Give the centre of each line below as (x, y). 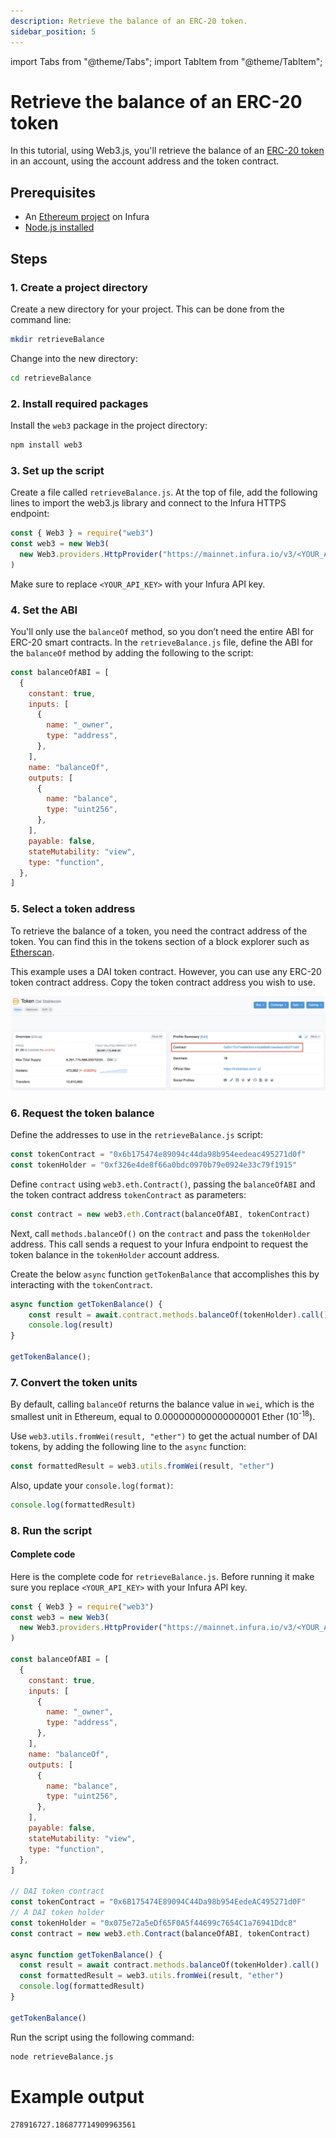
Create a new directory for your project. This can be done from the (147, 309)
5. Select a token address (73, 909)
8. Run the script (51, 1530)
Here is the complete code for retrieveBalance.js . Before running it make (162, 1576)
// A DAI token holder (57, 1913)
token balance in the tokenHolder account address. (115, 1254)
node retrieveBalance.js (62, 2056)
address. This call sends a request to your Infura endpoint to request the (159, 1244)
